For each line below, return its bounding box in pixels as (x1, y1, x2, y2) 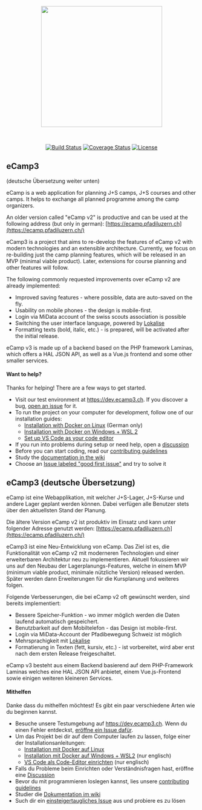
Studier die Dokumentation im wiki (15, 791, 101, 798)
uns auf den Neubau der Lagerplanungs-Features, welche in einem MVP (6, 562, 187, 569)
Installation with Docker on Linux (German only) (24, 422, 143, 429)
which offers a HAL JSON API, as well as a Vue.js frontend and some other (6, 350, 192, 358)
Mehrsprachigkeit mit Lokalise (15, 637, 91, 644)
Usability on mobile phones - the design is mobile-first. (15, 306, 152, 314)
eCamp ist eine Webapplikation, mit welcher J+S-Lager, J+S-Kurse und (6, 494, 184, 501)
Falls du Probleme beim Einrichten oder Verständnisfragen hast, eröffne (15, 765, 194, 772)
